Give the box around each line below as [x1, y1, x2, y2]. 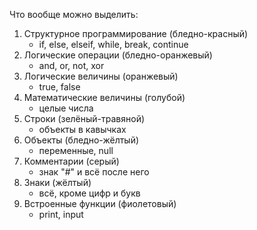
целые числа [38, 102, 94, 114]
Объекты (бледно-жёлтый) [23, 134, 140, 146]
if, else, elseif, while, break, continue [38, 39, 189, 50]
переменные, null [38, 145, 114, 156]
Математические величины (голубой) [23, 92, 186, 103]
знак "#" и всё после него [38, 166, 150, 178]
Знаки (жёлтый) [23, 177, 92, 188]
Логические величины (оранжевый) [23, 70, 179, 82]
